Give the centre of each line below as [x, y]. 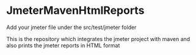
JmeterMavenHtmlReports [75, 11]
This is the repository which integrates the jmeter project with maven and [98, 39]
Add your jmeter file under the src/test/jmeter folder [71, 27]
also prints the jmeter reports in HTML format [63, 45]
